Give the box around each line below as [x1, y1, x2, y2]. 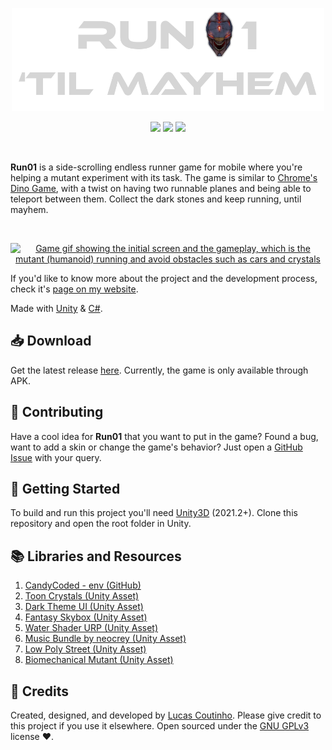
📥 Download [10, 333, 92, 350]
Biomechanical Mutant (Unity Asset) [24, 654, 174, 666]
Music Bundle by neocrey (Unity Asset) [24, 633, 187, 645]
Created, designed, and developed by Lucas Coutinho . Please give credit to [10, 709, 322, 722]
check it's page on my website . [10, 283, 139, 295]
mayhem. [10, 204, 49, 216]
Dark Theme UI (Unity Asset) [24, 601, 144, 613]
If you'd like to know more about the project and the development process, [10, 273, 318, 285]
